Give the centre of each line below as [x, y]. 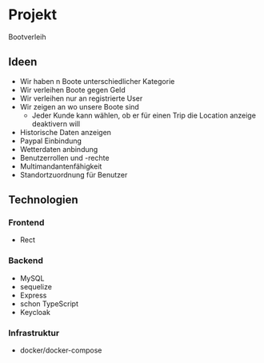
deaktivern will [56, 124]
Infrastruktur [34, 333]
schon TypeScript [49, 303]
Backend [26, 261]
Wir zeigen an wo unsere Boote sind [80, 106]
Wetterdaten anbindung [59, 149]
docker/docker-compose [61, 350]
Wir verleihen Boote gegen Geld [72, 90]
